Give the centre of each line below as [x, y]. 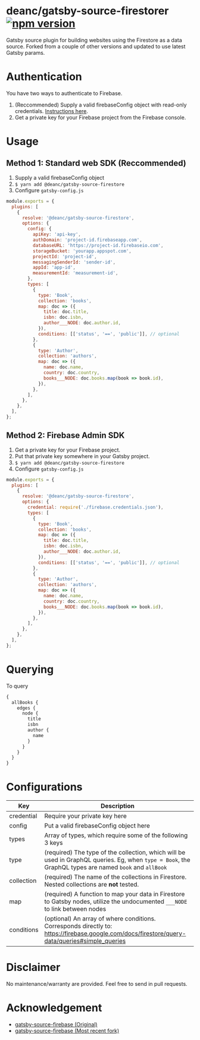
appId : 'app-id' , [54, 268]
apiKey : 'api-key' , [57, 234]
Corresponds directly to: [78, 926]
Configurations [44, 787]
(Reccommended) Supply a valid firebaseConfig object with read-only [101, 105]
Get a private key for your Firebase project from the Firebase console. [100, 117]
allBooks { [25, 702]
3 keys [54, 843]
